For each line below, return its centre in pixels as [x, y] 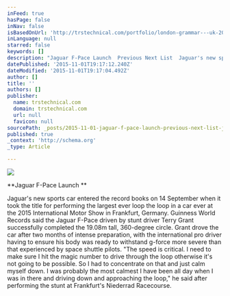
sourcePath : [24, 128]
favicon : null [33, 121]
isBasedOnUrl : [27, 32]
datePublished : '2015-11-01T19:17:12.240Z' [70, 64]
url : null [27, 115]
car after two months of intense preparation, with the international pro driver [115, 234]
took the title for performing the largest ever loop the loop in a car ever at [110, 205]
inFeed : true [26, 13]
